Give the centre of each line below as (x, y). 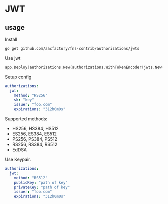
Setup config (18, 77)
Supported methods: (26, 119)
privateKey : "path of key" (42, 187)
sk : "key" (24, 100)
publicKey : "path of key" (41, 183)
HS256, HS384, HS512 (35, 129)
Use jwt (13, 58)
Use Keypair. (18, 159)
